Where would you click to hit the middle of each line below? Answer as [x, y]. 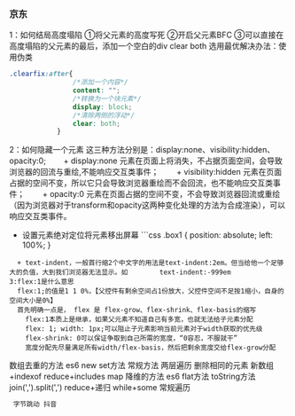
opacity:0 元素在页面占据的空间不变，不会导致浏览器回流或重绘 [165, 194]
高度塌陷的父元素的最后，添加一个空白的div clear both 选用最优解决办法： [144, 46]
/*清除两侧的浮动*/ [104, 115]
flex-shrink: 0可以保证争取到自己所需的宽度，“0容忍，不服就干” [131, 339]
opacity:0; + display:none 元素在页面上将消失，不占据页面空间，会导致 [146, 161]
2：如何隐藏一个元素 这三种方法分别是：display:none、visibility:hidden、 [142, 150]
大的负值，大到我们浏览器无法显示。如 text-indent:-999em [120, 272]
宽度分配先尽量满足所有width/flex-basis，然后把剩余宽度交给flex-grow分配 [151, 348]
